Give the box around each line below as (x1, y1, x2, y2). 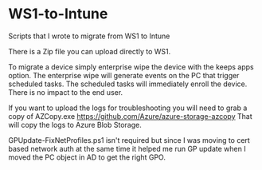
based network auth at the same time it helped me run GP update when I (8, 144, 246, 153)
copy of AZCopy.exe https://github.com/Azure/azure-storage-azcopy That (8, 111, 252, 121)
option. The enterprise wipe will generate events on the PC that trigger (8, 70, 240, 80)
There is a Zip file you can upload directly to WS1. (8, 46, 171, 56)
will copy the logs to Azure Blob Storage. (8, 120, 142, 129)
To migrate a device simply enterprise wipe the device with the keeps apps (8, 61, 254, 72)
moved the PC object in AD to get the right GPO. (8, 152, 166, 162)
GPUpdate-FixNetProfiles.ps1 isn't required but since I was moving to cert (8, 135, 251, 144)
